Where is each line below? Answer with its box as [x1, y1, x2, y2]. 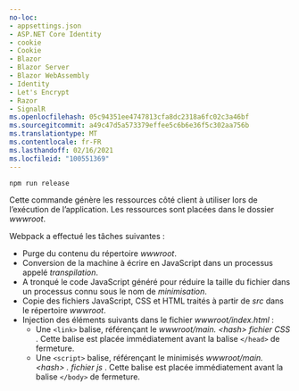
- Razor [9, 96, 38, 105]
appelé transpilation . [21, 267, 99, 278]
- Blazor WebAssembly [9, 71, 90, 80]
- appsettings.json [9, 21, 82, 30]
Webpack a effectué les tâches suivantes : [9, 230, 165, 241]
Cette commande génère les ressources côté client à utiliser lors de [9, 194, 258, 205]
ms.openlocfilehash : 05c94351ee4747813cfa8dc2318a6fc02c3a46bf [9, 112, 250, 121]
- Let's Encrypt [9, 87, 70, 96]
